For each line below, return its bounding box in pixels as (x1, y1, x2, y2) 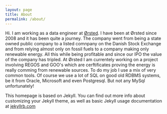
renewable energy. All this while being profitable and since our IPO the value (5, 51, 162, 57)
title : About (5, 12, 32, 17)
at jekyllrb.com (5, 103, 36, 110)
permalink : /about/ (5, 16, 46, 21)
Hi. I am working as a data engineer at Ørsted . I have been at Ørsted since (5, 30, 157, 36)
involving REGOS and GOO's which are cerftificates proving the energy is (5, 62, 156, 68)
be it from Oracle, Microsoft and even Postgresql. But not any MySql (5, 78, 146, 84)
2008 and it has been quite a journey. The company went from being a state (5, 35, 162, 41)
